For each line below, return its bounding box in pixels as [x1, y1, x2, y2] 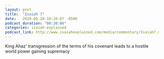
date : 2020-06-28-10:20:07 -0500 [5, 16, 78, 21]
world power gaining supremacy [5, 48, 70, 54]
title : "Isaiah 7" [5, 12, 45, 17]
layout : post [5, 7, 32, 12]
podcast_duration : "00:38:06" [5, 20, 67, 26]
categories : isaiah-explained [5, 25, 67, 30]
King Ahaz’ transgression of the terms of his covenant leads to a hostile [5, 43, 149, 49]
